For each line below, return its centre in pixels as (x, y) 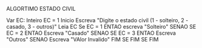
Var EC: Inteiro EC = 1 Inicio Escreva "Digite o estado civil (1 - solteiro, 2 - (97, 20)
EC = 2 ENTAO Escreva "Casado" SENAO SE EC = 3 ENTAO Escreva (91, 33)
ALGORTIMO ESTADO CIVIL (41, 9)
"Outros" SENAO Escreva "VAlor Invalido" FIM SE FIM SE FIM (82, 39)
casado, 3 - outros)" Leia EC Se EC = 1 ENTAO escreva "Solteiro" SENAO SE (101, 27)
